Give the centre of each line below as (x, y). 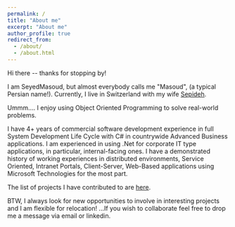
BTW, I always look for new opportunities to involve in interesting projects (114, 200)
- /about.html (34, 53)
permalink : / (26, 14)
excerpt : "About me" (38, 27)
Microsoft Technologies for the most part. (68, 174)
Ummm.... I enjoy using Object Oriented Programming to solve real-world (113, 108)
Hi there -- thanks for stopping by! (57, 73)
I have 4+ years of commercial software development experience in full (111, 129)
